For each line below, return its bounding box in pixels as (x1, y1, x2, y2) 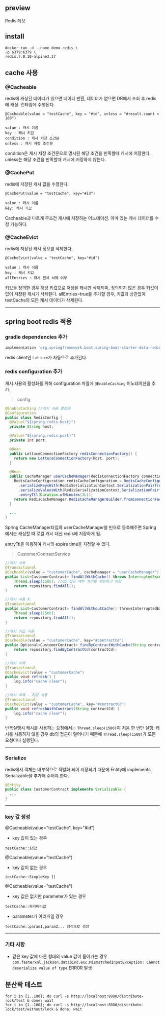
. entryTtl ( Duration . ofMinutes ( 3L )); (18, 492, 93, 497)
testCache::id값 (5, 846, 38, 851)
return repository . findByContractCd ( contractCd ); (14, 647, 118, 652)
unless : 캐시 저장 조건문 (5, 141, 53, 146)
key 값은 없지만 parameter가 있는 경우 (12, 893, 86, 900)
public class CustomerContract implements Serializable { (5, 787, 126, 792)
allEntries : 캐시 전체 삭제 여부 (5, 275, 68, 280)
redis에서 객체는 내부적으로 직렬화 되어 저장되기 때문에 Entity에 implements (5, 766, 151, 772)
